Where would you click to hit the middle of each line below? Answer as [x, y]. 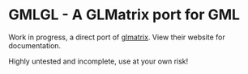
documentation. [35, 45]
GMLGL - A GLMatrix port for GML [124, 15]
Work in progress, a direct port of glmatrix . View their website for [117, 37]
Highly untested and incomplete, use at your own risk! [98, 61]
